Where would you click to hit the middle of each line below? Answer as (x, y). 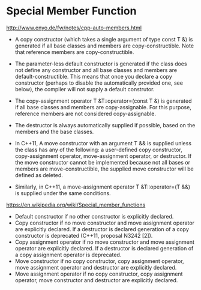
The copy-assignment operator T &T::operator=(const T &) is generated (103, 101)
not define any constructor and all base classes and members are (96, 70)
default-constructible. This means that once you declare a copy (93, 76)
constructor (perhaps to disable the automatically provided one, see (99, 83)
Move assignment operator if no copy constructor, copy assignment (99, 274)
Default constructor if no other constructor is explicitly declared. (94, 216)
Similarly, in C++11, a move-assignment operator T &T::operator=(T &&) (103, 187)
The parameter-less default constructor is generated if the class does (101, 64)
